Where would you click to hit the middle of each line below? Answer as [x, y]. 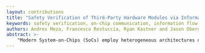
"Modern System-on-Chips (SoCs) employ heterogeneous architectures [106, 40]
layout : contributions [35, 12]
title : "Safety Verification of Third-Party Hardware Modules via [92, 18]
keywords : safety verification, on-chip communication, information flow [102, 23]
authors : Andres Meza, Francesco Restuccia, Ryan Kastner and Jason [95, 29]
